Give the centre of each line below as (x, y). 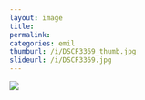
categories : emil (42, 43)
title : (22, 26)
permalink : (30, 35)
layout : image (36, 18)
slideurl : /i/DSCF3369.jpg (61, 60)
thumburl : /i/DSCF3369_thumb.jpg (73, 52)
